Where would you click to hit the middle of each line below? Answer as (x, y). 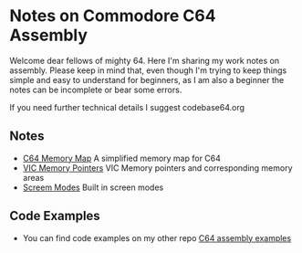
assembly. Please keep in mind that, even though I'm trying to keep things (148, 70)
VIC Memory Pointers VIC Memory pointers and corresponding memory (158, 168)
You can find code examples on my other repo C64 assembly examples (157, 237)
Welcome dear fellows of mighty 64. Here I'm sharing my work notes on (145, 60)
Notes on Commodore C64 (113, 16)
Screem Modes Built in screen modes (93, 187)
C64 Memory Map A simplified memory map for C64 (122, 158)
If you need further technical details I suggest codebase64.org (127, 107)
